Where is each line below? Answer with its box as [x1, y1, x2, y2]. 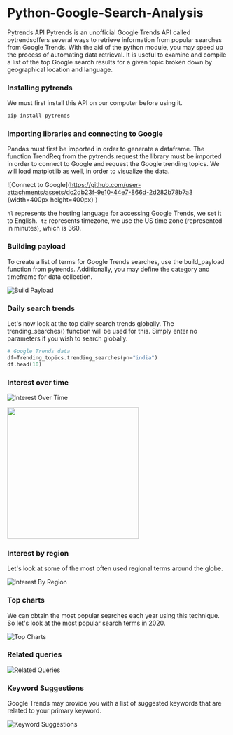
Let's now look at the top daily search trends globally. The [7, 320, 174, 327]
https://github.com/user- [69, 181, 141, 189]
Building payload [7, 242, 66, 252]
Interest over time [7, 377, 69, 387]
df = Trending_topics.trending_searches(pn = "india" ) [7, 354, 158, 362]
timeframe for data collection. [7, 272, 93, 281]
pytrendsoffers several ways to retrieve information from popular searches [7, 35, 223, 43]
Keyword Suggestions [7, 683, 84, 693]
